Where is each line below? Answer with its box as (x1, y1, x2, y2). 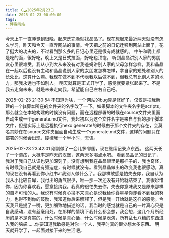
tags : (5, 17, 17, 22)
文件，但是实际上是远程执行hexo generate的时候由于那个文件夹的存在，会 (5, 122, 158, 129)
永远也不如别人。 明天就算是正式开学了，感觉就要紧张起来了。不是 (22, 80, 161, 86)
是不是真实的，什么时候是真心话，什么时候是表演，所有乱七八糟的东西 (14, 215, 159, 221)
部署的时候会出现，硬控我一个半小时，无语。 (5, 135, 98, 141)
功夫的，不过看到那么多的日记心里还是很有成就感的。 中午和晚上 (22, 48, 156, 54)
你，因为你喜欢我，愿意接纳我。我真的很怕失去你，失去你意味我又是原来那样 (5, 184, 164, 190)
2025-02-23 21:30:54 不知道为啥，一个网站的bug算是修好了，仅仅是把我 (5, 97, 156, 103)
